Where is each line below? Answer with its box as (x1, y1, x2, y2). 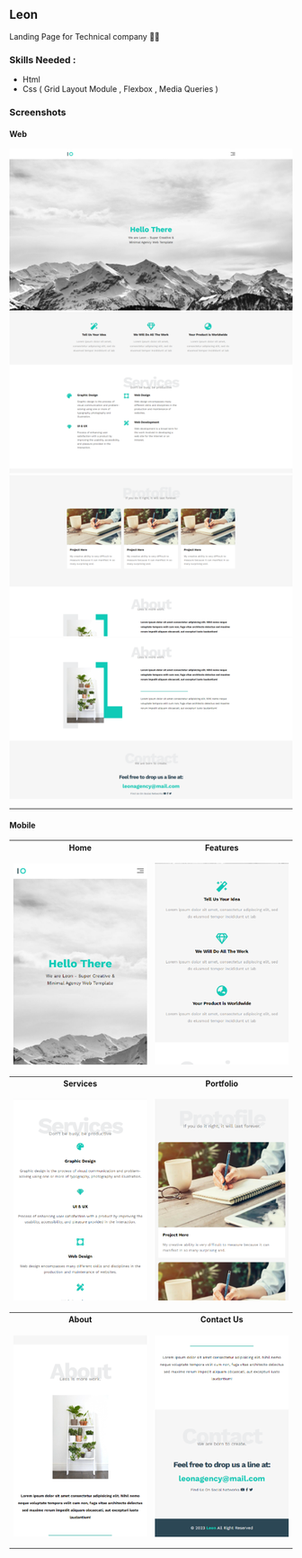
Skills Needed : (9, 53, 76, 66)
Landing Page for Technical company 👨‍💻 (9, 31, 160, 41)
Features (205, 842, 239, 853)
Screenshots (9, 106, 67, 119)
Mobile (9, 820, 36, 830)
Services (63, 1078, 98, 1089)
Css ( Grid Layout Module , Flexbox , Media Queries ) (22, 84, 218, 95)
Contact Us (200, 1314, 244, 1325)
